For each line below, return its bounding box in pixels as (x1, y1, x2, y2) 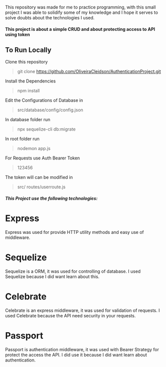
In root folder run (5, 136, 40, 142)
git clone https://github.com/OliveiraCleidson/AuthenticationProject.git (17, 69, 161, 74)
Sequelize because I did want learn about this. (5, 273, 100, 280)
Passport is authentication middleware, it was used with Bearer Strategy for (5, 346, 160, 352)
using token (5, 31, 30, 37)
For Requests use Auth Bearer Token (5, 155, 80, 161)
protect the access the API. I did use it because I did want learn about (5, 352, 147, 358)
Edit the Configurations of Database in (5, 97, 83, 103)
